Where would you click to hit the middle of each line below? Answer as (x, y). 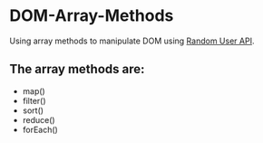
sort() (33, 110)
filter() (34, 100)
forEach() (40, 129)
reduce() (39, 119)
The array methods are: (77, 69)
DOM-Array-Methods (92, 16)
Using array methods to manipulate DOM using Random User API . (132, 41)
